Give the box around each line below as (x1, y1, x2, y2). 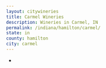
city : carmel (6, 41, 38, 47)
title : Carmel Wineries (6, 14, 64, 20)
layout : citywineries (6, 8, 59, 15)
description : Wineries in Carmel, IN (6, 19, 98, 25)
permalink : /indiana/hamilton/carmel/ (6, 24, 101, 31)
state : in (6, 30, 30, 36)
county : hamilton (6, 35, 49, 41)
